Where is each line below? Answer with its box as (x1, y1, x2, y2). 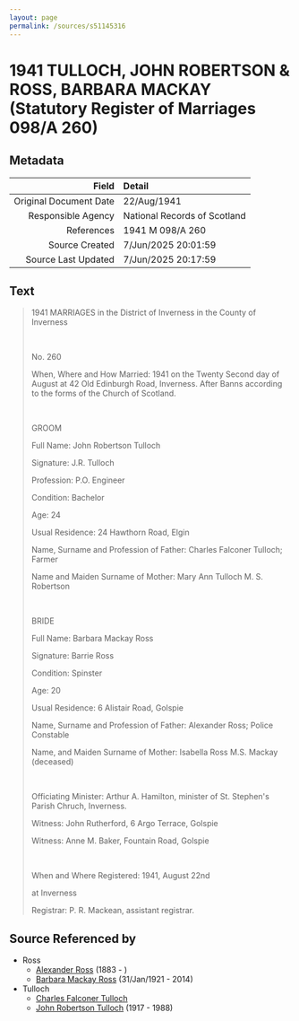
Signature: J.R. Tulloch (30, 458, 115, 468)
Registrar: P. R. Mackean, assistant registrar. (30, 905, 195, 916)
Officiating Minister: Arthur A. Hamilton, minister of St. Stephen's (30, 791, 270, 802)
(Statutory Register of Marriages (9, 98, 257, 118)
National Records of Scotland (123, 209, 246, 222)
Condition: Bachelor (30, 493, 105, 503)
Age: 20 (30, 685, 61, 696)
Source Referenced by (9, 930, 137, 947)
